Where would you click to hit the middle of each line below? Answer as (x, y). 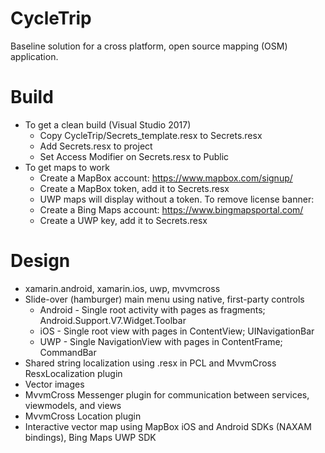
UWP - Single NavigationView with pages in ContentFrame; (161, 341)
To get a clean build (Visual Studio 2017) (108, 124)
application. (34, 56)
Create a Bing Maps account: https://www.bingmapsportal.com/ (171, 209)
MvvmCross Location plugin (83, 416)
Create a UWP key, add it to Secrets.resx (123, 220)
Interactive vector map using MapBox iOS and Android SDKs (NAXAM (168, 426)
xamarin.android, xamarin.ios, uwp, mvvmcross (122, 288)
